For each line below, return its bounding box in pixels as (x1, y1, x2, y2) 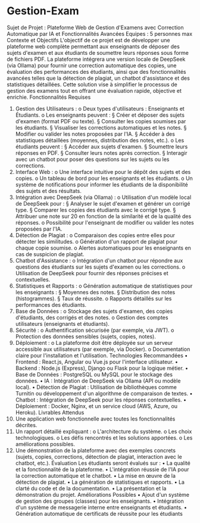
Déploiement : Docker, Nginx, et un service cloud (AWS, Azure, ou (15, 402, 178, 409)
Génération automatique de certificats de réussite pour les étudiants (15, 510, 183, 517)
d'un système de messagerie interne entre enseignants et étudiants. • (15, 503, 187, 510)
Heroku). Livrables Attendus (15, 409, 85, 416)
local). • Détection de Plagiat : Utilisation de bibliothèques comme (15, 383, 177, 391)
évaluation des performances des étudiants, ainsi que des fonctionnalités (7, 68, 186, 75)
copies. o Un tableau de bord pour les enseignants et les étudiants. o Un (15, 175, 193, 182)
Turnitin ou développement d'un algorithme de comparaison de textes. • (15, 390, 193, 397)
